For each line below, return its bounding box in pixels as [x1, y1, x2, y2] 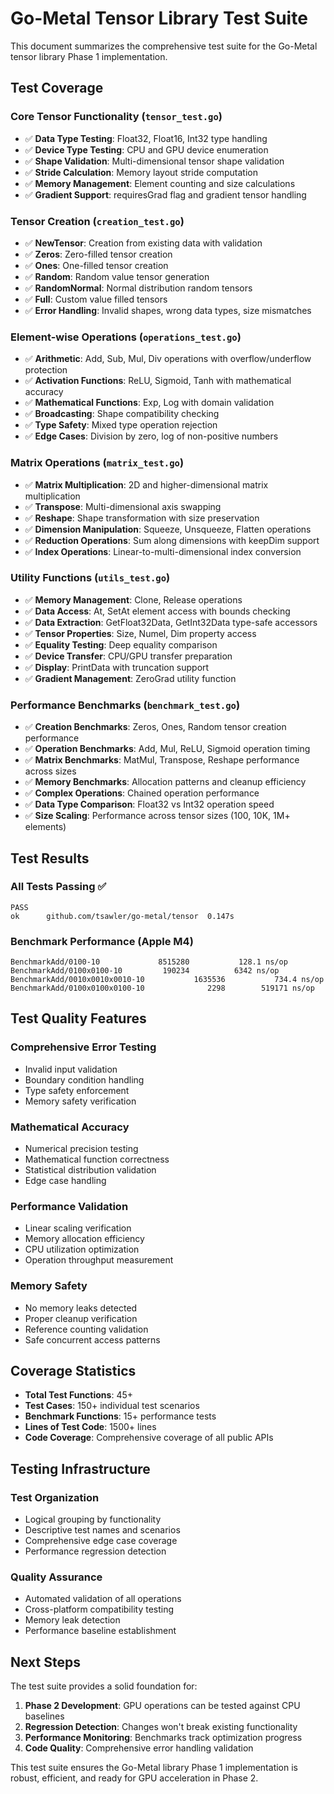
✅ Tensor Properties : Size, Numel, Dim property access [24, 627, 257, 639]
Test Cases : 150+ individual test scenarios [24, 1400, 200, 1412]
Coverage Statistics [10, 1363, 137, 1380]
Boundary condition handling [24, 1073, 145, 1086]
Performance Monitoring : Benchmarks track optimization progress [24, 1732, 303, 1744]
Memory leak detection [24, 1614, 121, 1626]
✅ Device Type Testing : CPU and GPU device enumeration [24, 143, 269, 156]
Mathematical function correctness [24, 1153, 170, 1166]
